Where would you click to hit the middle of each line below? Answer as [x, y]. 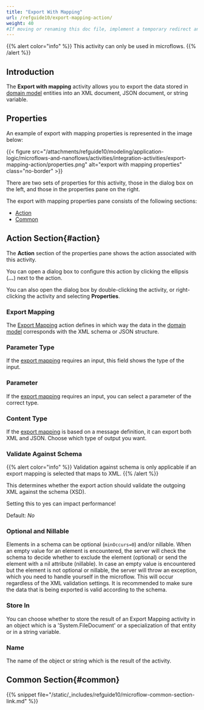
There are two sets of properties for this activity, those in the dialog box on [100, 183]
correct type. [23, 402]
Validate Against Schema [44, 454]
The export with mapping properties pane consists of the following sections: [102, 201]
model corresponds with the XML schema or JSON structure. [83, 331]
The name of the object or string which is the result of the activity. [89, 661]
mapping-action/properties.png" [47, 164]
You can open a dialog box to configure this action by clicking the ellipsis [97, 271]
